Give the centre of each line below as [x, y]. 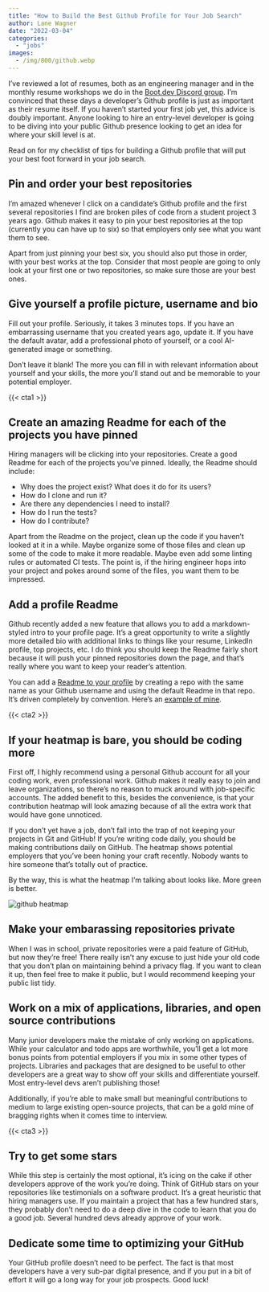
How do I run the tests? [59, 513]
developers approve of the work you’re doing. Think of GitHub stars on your [134, 1184]
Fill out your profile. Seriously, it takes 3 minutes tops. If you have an [121, 323]
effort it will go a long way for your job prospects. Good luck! [108, 1280]
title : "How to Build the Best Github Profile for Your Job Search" [125, 16]
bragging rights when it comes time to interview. [88, 1115]
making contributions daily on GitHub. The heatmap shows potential [120, 847]
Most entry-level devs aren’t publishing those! [84, 1082]
